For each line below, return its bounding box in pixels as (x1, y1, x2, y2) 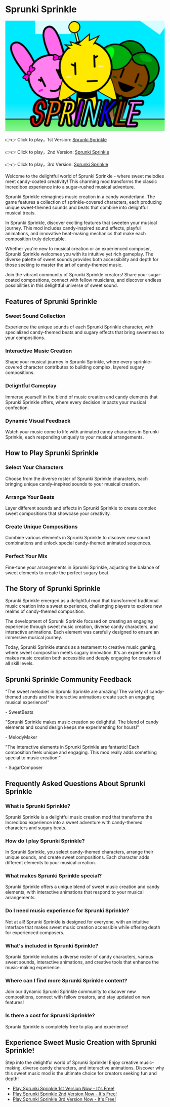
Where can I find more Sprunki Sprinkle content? (5, 977, 127, 984)
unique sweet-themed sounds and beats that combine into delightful (5, 204, 148, 211)
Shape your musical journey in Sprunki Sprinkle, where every (5, 359, 133, 365)
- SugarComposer (5, 764, 43, 771)
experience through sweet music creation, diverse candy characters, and (5, 623, 158, 630)
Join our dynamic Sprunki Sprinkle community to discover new (5, 988, 136, 994)
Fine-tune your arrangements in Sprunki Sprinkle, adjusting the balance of (5, 564, 160, 570)
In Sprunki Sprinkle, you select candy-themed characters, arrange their (5, 849, 154, 855)
